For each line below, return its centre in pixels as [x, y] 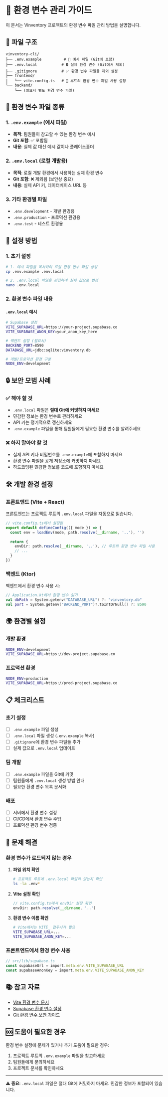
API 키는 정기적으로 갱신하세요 [42, 422]
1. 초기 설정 [18, 256]
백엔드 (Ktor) [21, 574]
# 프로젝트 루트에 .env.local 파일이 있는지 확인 [58, 879]
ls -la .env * [26, 884]
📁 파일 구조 [22, 42]
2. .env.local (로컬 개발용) [37, 161]
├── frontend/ [20, 75]
